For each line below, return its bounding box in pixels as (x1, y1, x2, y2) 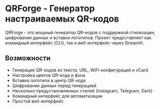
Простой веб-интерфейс (12, 98, 64, 104)
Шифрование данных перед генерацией (12, 83, 97, 88)
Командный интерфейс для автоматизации (12, 93, 103, 99)
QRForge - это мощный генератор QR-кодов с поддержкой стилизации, (5, 29, 156, 35)
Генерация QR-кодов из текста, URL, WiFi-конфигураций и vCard (12, 67, 148, 73)
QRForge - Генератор (5, 3, 95, 14)
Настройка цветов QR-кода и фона (12, 72, 85, 78)
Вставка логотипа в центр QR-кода (12, 77, 86, 83)
